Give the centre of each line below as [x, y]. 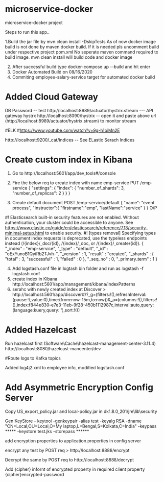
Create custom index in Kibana [69, 160]
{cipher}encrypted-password [35, 474]
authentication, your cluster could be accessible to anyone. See [69, 222]
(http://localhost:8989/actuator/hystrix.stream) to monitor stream [70, 120]
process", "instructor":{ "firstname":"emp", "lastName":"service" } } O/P [85, 208]
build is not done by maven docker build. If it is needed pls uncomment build [82, 47]
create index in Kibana [35, 279]
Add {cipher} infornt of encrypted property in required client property [75, 469]
